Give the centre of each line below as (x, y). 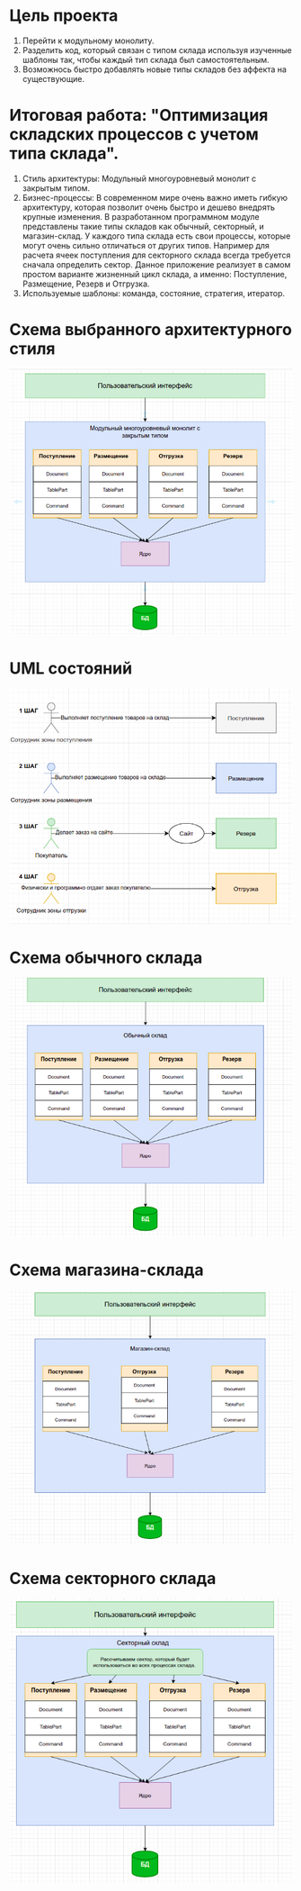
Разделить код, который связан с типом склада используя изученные (157, 50)
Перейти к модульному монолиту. (88, 41)
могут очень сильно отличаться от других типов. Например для (146, 245)
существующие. (53, 78)
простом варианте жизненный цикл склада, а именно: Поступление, (155, 274)
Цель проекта (64, 16)
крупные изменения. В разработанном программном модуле (141, 216)
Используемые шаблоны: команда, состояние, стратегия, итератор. (154, 293)
